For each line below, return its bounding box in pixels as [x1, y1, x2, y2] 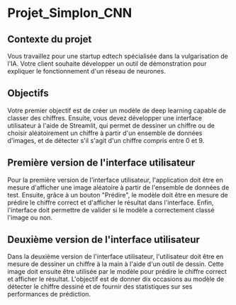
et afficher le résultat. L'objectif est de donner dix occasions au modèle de [7, 275, 225, 284]
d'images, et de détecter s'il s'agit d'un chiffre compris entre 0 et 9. [7, 136, 205, 144]
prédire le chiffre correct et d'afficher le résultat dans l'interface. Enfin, [7, 198, 214, 207]
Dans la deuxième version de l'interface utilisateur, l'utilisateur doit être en [7, 253, 224, 261]
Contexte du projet [7, 33, 92, 45]
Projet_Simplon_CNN [7, 5, 133, 21]
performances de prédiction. [7, 290, 91, 299]
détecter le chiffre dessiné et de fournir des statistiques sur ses [7, 282, 193, 291]
